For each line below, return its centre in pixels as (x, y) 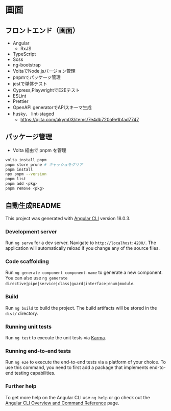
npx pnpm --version (26, 174)
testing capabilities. (35, 373)
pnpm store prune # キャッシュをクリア (44, 165)
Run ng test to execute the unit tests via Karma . (56, 337)
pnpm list (16, 179)
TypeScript (24, 54)
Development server (31, 231)
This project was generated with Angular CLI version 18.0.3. (68, 218)
